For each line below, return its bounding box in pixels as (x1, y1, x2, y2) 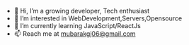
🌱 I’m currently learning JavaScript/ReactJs (13, 22, 142, 30)
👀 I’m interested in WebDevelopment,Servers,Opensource (13, 14, 183, 22)
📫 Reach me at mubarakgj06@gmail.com (13, 30, 136, 38)
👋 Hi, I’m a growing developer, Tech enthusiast (13, 7, 150, 15)
